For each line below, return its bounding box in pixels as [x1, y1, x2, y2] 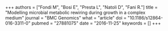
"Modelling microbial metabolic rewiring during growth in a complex [5, 9, 146, 15]
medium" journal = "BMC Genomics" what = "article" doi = [5, 15, 127, 20]
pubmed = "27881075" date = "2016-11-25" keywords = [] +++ [31, 20, 161, 26]
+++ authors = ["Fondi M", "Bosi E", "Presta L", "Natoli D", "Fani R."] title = [5, 4, 158, 10]
